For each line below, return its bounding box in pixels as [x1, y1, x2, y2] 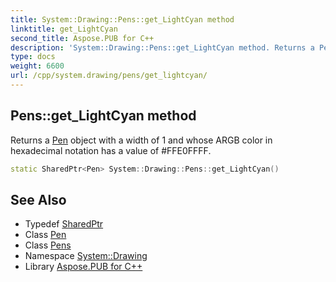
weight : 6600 [10, 61, 65, 71]
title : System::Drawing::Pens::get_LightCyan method [10, 14, 235, 25]
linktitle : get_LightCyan [10, 24, 118, 34]
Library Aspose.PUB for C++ [24, 261, 143, 273]
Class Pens [24, 239, 72, 251]
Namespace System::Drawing [24, 250, 148, 262]
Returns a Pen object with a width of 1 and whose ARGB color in [10, 134, 273, 146]
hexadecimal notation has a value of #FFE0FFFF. [10, 144, 212, 156]
